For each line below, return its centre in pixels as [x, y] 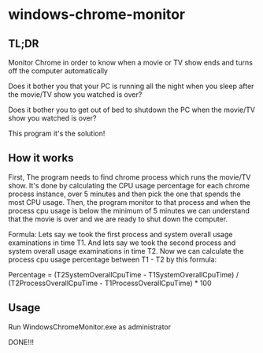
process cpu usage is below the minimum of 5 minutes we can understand [129, 210]
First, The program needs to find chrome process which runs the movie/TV [130, 177]
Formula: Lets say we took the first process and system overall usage [120, 234]
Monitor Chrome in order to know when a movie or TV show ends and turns [131, 62]
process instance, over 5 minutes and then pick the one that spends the [125, 194]
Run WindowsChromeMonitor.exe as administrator [90, 327]
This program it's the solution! [57, 133]
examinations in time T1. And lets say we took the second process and [122, 243]
